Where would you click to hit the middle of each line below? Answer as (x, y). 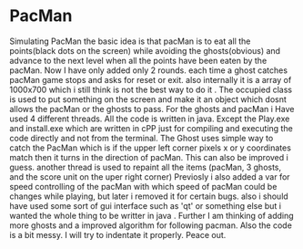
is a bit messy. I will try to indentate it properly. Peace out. (118, 234)
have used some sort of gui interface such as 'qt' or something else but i (146, 205)
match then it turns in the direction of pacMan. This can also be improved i (149, 157)
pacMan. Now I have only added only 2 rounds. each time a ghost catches (149, 70)
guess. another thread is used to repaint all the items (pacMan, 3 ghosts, (146, 167)
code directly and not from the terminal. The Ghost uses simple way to (141, 138)
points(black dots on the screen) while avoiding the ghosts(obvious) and (145, 50)
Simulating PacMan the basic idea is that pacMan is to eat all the (130, 41)
